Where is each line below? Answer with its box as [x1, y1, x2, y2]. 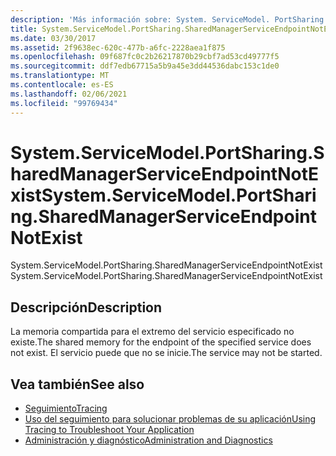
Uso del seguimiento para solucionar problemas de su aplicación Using [24, 413, 317, 425]
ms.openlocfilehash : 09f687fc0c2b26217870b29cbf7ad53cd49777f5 [10, 52, 280, 62]
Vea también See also [10, 376, 145, 393]
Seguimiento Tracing [24, 402, 108, 415]
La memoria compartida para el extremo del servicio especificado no [10, 326, 295, 338]
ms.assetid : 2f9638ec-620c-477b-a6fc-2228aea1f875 [10, 42, 226, 53]
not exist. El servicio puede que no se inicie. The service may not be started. [10, 347, 323, 359]
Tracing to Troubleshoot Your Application [24, 424, 195, 436]
